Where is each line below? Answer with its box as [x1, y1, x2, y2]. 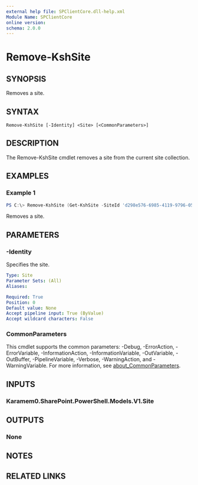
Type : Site [6, 273, 33, 278]
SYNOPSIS [6, 74, 47, 84]
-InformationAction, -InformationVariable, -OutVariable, [41, 349, 175, 357]
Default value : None [6, 305, 57, 311]
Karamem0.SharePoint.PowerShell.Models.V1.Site [6, 396, 154, 405]
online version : [6, 19, 46, 25]
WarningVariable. [6, 362, 48, 369]
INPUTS [6, 379, 35, 389]
